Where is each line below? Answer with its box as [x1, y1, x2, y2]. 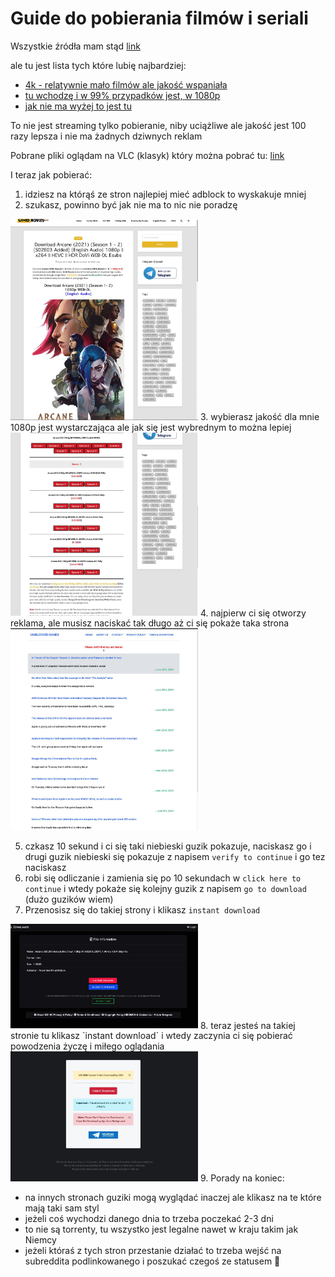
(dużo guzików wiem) [24, 893, 114, 905]
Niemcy [24, 1233, 57, 1246]
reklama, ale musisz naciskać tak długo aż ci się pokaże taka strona [10, 617, 290, 629]
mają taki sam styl [24, 1202, 100, 1214]
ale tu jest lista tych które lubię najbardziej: [10, 59, 187, 71]
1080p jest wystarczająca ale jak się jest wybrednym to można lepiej [10, 421, 292, 433]
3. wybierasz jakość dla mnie [199, 410, 320, 422]
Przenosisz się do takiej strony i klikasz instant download [24, 903, 261, 916]
